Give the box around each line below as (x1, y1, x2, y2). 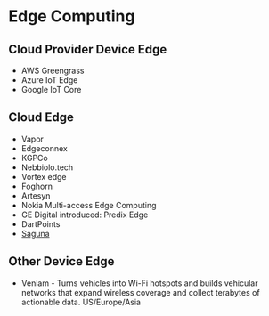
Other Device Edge (8, 254, 115, 269)
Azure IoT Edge (20, 75, 78, 85)
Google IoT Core (20, 85, 82, 94)
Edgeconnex (20, 142, 68, 153)
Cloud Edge (8, 109, 75, 126)
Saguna (20, 228, 50, 239)
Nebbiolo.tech (20, 162, 74, 173)
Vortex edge (20, 171, 67, 182)
